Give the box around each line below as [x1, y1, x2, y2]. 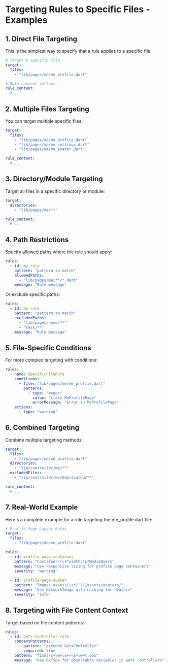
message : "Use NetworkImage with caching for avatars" [14, 587, 133, 592]
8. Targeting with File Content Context [5, 606, 128, 615]
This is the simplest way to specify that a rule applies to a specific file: [5, 48, 152, 54]
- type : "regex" [27, 390, 62, 395]
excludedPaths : [14, 315, 47, 320]
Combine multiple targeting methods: [5, 437, 83, 443]
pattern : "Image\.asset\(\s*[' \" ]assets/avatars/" [14, 583, 124, 588]
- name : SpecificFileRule [10, 372, 65, 377]
